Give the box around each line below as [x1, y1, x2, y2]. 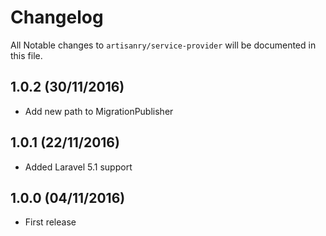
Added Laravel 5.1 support [24, 161, 133, 173]
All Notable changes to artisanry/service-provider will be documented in [10, 39, 317, 51]
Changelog [10, 6, 104, 29]
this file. [10, 49, 43, 61]
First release [24, 216, 77, 228]
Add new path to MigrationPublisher [24, 105, 174, 117]
